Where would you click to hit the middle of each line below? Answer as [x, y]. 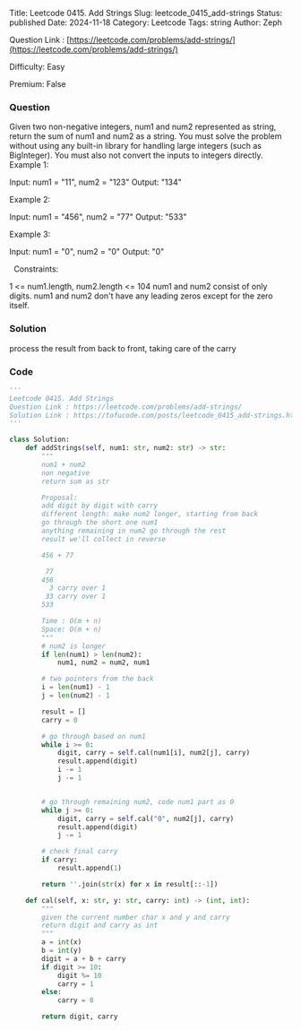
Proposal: [60, 498]
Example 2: [30, 200]
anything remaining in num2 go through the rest [134, 531]
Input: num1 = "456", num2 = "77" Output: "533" [98, 217]
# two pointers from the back [98, 679]
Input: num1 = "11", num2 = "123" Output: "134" [95, 182]
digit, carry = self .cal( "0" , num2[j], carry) [146, 818]
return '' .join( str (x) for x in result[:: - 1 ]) [130, 884]
